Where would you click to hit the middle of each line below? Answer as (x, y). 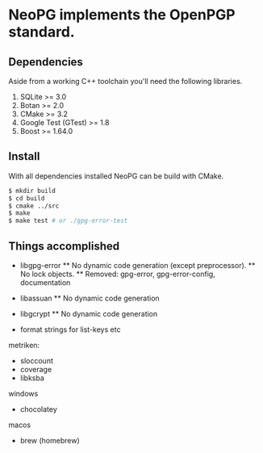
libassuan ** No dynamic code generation (90, 298)
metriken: (24, 345)
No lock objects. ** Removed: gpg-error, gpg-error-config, (117, 274)
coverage (36, 369)
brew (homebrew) (50, 440)
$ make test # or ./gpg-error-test (68, 221)
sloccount (37, 361)
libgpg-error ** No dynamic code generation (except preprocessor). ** (138, 265)
